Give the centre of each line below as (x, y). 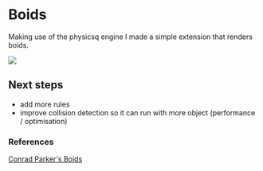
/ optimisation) (43, 121)
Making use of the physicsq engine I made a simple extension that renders (131, 37)
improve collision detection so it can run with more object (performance (137, 112)
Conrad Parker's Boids (45, 159)
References (31, 142)
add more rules (45, 104)
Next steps (36, 85)
